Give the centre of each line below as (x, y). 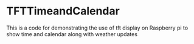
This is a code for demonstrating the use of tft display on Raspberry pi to (97, 28)
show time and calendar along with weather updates (72, 34)
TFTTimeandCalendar (63, 11)
